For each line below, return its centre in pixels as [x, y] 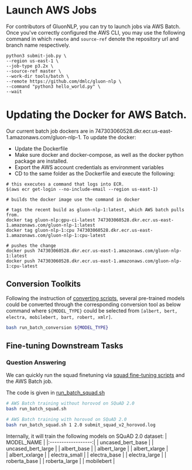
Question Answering [36, 362]
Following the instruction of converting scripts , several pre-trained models [95, 298]
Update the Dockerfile [41, 148]
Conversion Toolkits [43, 284]
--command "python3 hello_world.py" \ [53, 86]
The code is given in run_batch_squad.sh [56, 393]
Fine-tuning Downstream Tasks [65, 346]
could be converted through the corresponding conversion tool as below [94, 304]
